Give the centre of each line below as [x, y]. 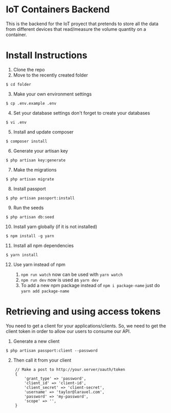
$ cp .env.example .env [31, 103]
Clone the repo [29, 69]
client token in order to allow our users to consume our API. [68, 331]
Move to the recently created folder [51, 75]
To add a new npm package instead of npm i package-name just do [90, 285]
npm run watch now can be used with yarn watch [72, 274]
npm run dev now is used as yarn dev [60, 280]
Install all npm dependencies [43, 246]
